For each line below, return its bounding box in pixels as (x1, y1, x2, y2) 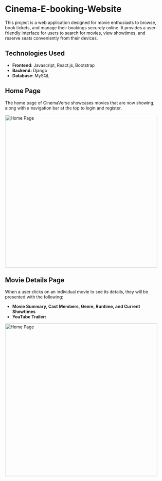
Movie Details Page (5, 276, 65, 284)
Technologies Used (5, 49, 65, 58)
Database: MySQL (12, 72, 50, 79)
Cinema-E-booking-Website (5, 3, 122, 15)
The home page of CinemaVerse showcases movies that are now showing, (5, 100, 155, 105)
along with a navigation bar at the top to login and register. (5, 105, 122, 111)
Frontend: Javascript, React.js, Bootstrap (12, 62, 95, 68)
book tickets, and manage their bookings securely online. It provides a (5, 24, 146, 30)
